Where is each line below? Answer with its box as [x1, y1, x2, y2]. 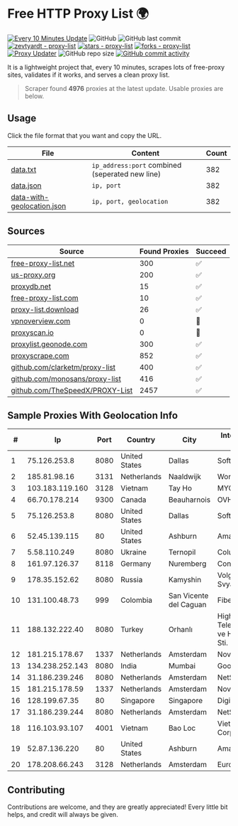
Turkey [120, 625, 144, 635]
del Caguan [168, 600, 207, 610]
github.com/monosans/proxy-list [11, 374, 122, 384]
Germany [120, 559, 152, 569]
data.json [11, 181, 42, 191]
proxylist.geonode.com [11, 339, 88, 349]
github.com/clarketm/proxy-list [11, 362, 115, 372]
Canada [120, 495, 147, 505]
